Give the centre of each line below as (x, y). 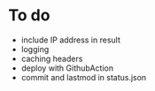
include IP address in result (71, 40)
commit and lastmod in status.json (84, 77)
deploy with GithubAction (67, 68)
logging (35, 49)
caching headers (52, 58)
